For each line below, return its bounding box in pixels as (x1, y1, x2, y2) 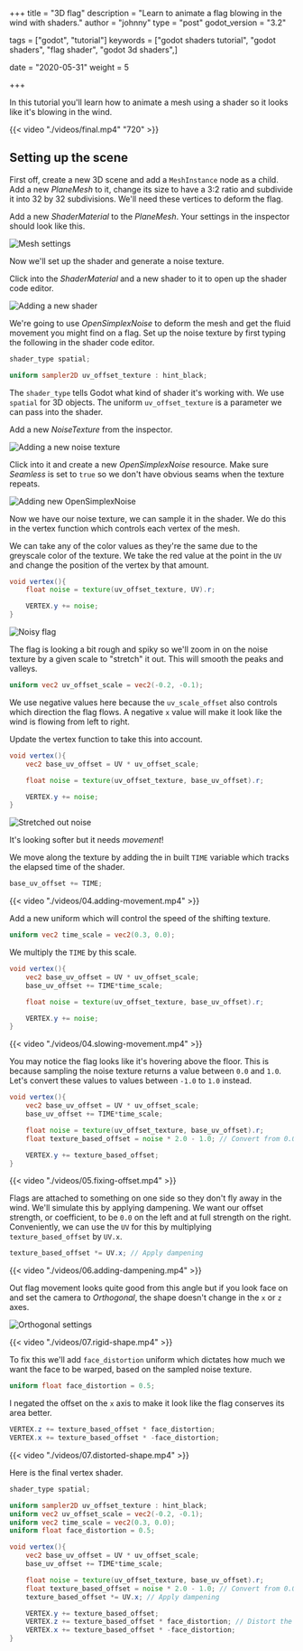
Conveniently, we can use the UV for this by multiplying (9, 1222, 212, 1232)
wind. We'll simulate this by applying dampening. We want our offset (9, 1203, 264, 1213)
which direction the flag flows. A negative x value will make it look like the (9, 706, 282, 717)
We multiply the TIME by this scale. (9, 947, 137, 958)
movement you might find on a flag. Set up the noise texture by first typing (9, 327, 286, 338)
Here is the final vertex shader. (9, 1467, 124, 1477)
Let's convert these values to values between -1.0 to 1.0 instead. (9, 1075, 252, 1086)
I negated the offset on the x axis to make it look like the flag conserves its (9, 1398, 285, 1409)
